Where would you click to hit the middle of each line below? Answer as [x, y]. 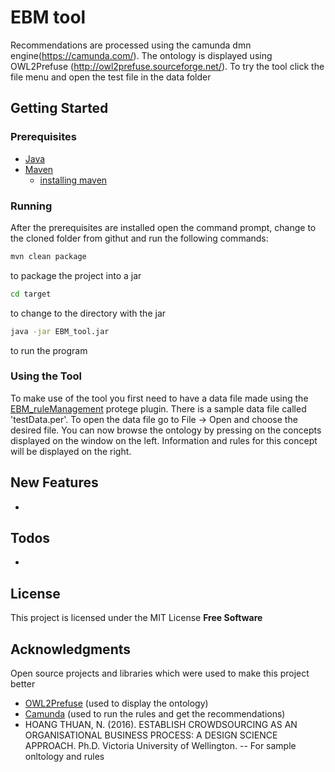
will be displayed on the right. [71, 451]
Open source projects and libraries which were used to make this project [160, 673]
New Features [54, 482]
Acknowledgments [71, 649]
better [23, 684]
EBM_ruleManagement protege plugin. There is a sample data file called [158, 408]
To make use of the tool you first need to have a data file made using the [159, 398]
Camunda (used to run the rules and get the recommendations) [155, 714]
